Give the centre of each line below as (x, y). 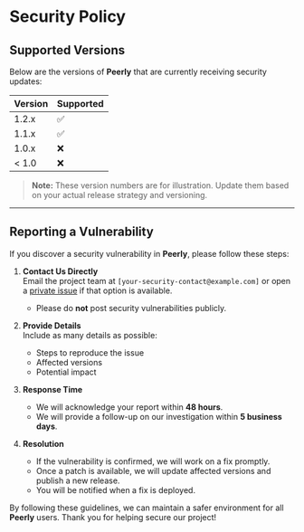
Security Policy (68, 17)
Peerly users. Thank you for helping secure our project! (113, 517)
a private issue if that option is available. (97, 290)
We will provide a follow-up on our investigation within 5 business (159, 416)
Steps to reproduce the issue (90, 352)
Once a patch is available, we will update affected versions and (153, 470)
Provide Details (52, 325)
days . (47, 426)
